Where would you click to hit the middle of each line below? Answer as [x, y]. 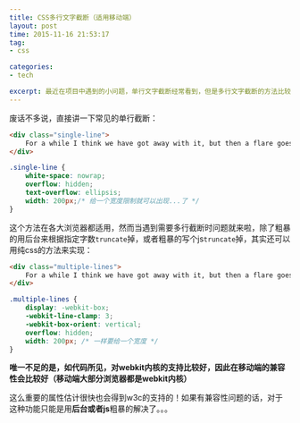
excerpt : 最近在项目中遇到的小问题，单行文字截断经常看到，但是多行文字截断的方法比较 [150, 91]
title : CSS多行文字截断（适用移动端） [73, 17]
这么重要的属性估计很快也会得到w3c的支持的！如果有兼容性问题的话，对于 [146, 398]
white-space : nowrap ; [65, 176]
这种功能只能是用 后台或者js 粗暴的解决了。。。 [91, 409]
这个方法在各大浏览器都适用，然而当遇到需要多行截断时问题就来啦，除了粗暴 [150, 227]
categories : [31, 67]
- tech [21, 76]
